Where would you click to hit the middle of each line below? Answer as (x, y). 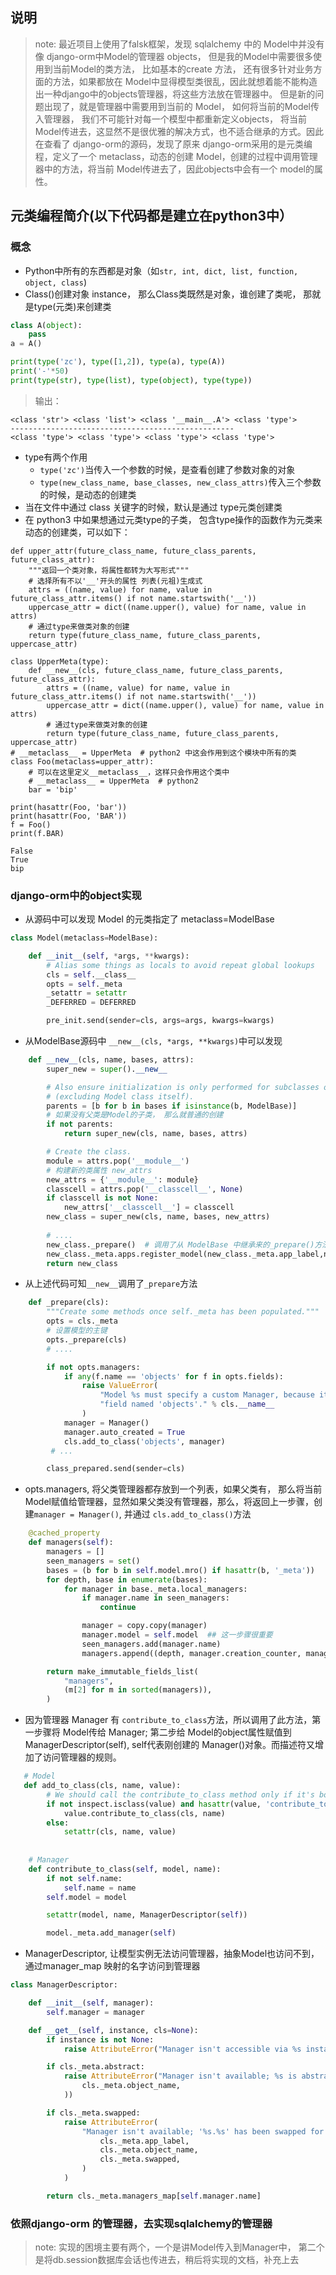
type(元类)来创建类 (72, 306)
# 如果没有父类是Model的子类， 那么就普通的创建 (135, 1115)
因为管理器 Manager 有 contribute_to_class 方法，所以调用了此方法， (168, 1720)
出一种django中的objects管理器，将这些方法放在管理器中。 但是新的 (175, 94)
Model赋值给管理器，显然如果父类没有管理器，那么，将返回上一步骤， (169, 1502)
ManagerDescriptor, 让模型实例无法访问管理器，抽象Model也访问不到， (172, 1954)
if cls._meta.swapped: (93, 2113)
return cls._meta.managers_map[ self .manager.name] (154, 2196)
